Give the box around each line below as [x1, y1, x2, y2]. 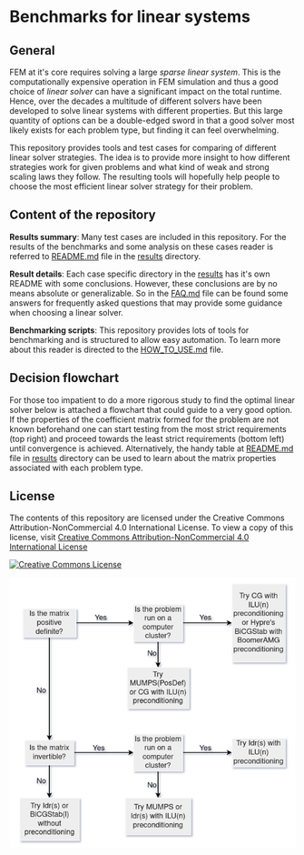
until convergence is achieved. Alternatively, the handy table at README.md [9, 443, 294, 454]
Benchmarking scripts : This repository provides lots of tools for [9, 325, 250, 336]
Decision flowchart [9, 370, 120, 386]
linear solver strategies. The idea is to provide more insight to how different [9, 152, 290, 163]
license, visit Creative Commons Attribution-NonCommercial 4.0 [9, 532, 250, 543]
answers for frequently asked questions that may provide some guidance [9, 297, 283, 308]
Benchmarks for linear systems [9, 6, 251, 27]
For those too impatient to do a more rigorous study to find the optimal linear [9, 394, 296, 406]
